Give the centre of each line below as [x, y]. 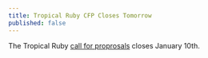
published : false [37, 23]
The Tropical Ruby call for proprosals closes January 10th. [104, 45]
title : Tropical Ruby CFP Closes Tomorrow [80, 15]
